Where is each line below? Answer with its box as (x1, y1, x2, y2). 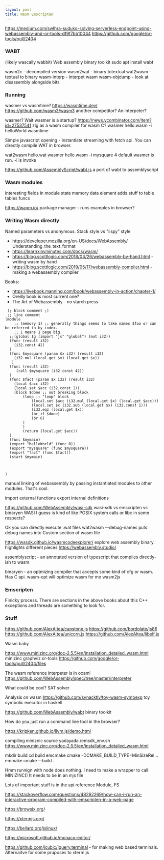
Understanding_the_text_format (12, 243, 76, 249)
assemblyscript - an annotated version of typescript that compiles (5, 554, 139, 560)
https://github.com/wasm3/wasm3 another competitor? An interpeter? (5, 108, 147, 114)
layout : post (5, 7, 32, 12)
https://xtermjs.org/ (5, 816, 45, 822)
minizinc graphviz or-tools (5, 656, 58, 661)
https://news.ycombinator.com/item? (77, 117, 152, 123)
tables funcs (5, 195, 30, 201)
